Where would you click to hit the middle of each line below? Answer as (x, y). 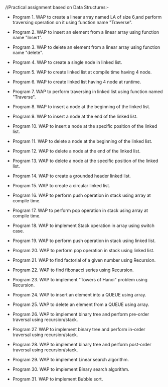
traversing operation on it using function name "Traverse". (72, 22)
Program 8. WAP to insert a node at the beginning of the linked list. (81, 107)
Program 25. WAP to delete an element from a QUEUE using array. (81, 304)
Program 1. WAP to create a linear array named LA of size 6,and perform (87, 17)
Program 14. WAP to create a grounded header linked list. (72, 176)
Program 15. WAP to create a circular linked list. (61, 185)
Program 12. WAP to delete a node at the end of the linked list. (76, 151)
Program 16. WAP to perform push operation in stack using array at (82, 195)
